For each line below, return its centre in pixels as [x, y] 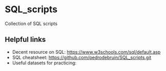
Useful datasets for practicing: [44, 63]
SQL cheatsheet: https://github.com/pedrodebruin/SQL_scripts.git [82, 57]
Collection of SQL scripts [31, 23]
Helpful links [25, 40]
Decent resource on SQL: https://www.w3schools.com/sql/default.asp [86, 52]
